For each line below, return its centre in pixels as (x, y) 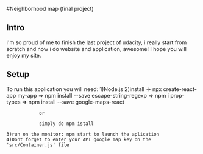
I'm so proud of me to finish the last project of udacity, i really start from (97, 42)
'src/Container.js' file (38, 145)
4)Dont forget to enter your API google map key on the (79, 139)
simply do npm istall (66, 124)
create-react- (180, 89)
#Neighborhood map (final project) (50, 9)
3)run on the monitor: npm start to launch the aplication (83, 134)
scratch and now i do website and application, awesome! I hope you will (97, 49)
